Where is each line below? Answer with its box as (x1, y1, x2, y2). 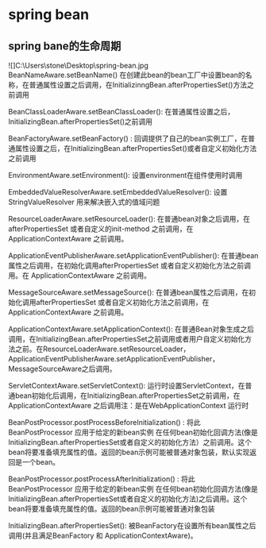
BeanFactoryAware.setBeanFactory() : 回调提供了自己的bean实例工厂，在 (8, 133, 249, 143)
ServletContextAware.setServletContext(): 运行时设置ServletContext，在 (8, 381, 245, 390)
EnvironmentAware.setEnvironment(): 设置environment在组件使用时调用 (8, 171, 243, 179)
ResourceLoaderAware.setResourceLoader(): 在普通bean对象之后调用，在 (8, 214, 251, 223)
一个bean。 (21, 457, 60, 466)
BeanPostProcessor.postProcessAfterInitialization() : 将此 (8, 474, 196, 484)
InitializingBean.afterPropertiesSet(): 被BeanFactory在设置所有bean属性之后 (8, 521, 256, 530)
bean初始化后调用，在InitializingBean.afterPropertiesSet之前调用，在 (14, 391, 241, 400)
